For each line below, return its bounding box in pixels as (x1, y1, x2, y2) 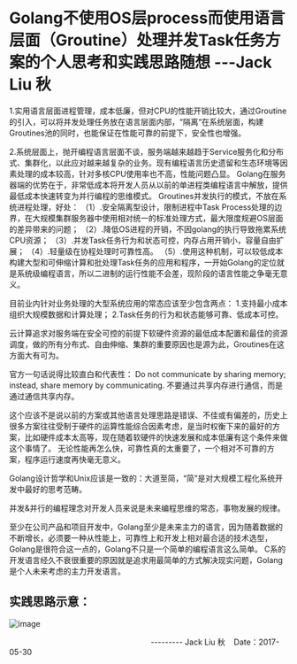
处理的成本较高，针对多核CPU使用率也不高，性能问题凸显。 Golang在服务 (16, 168, 286, 179)
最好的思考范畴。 (24, 483, 87, 494)
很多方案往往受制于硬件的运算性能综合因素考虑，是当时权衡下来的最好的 (9, 421, 272, 431)
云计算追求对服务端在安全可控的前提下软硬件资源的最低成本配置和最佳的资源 (9, 328, 288, 338)
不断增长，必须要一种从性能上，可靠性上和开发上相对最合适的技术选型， (9, 532, 272, 543)
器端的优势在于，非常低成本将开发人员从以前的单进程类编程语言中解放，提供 (9, 179, 288, 190)
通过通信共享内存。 (9, 390, 80, 401)
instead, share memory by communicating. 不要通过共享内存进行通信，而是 (9, 380, 284, 390)
